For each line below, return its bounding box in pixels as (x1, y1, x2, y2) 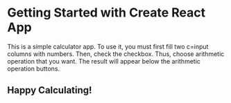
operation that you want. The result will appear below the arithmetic (7, 57, 201, 65)
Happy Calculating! (7, 84, 92, 96)
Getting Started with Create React (7, 5, 206, 21)
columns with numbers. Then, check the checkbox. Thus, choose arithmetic (7, 50, 225, 58)
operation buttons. (7, 64, 60, 73)
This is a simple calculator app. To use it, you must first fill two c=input (7, 42, 209, 50)
